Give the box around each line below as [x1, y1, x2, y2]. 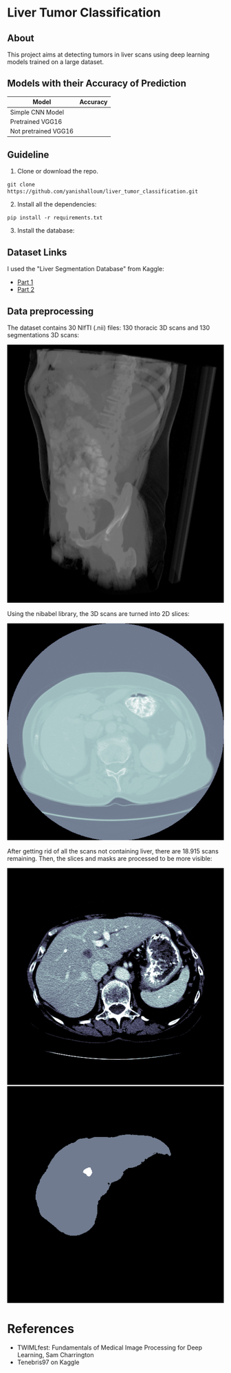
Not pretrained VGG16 [10, 127, 74, 136]
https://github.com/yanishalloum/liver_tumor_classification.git [7, 188, 198, 195]
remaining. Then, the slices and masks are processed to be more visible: [7, 855, 212, 863]
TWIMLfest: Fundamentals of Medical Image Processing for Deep [16, 1343, 203, 1352]
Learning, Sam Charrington [16, 1351, 94, 1359]
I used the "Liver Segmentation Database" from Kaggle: [7, 265, 164, 273]
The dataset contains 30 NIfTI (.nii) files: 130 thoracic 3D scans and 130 [7, 323, 210, 332]
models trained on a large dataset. [7, 58, 104, 66]
